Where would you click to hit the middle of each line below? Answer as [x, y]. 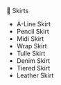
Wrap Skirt [32, 46]
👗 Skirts [18, 11]
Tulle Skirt [31, 53]
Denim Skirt [33, 61]
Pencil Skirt [33, 31]
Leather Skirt [35, 75]
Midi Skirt [30, 39]
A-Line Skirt [34, 24]
